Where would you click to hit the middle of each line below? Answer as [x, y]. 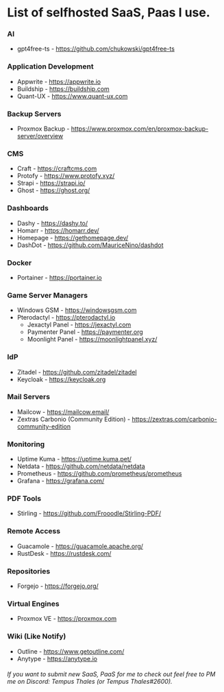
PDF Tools [24, 499]
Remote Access [34, 531]
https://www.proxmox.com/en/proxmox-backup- [140, 129]
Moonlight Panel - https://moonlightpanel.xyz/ [92, 339]
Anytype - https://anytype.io [57, 658]
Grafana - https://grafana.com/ [61, 481]
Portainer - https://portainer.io [59, 277]
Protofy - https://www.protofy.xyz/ [66, 176]
